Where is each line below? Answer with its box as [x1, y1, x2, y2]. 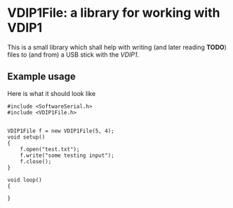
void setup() [7, 133, 46, 141]
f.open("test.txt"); [20, 146, 80, 153]
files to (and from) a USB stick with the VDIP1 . [7, 50, 139, 59]
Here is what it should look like [7, 89, 96, 97]
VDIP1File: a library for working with [7, 5, 220, 21]
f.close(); [20, 158, 52, 165]
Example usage [7, 71, 76, 83]
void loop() [7, 176, 42, 183]
